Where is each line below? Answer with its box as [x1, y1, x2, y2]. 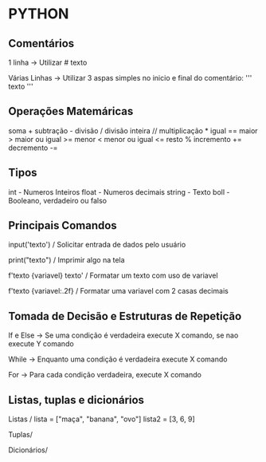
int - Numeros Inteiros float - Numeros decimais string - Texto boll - [8, 187, 230, 196]
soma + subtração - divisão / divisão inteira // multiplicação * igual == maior [8, 125, 258, 136]
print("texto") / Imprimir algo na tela [8, 255, 125, 265]
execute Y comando [8, 339, 74, 349]
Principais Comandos [8, 219, 117, 232]
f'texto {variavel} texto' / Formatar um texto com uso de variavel [8, 270, 218, 280]
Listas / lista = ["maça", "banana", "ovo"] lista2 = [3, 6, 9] [8, 414, 195, 424]
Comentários [8, 37, 75, 50]
